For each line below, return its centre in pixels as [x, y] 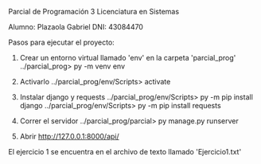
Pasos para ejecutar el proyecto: [62, 42]
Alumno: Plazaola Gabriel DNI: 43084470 [76, 27]
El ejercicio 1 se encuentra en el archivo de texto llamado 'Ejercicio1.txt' [125, 152]
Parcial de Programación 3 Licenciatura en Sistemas [94, 12]
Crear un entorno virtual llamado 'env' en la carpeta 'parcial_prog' [128, 58]
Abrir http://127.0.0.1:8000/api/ [69, 136]
